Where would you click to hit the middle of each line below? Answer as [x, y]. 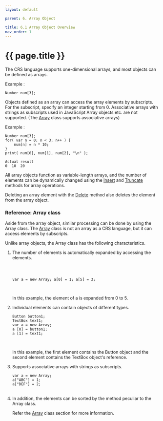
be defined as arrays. [26, 75]
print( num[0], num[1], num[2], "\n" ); [47, 153]
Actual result [20, 162]
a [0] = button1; [30, 329]
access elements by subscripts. [37, 234]
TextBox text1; [28, 321]
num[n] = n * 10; [31, 145]
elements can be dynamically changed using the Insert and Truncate [74, 180]
